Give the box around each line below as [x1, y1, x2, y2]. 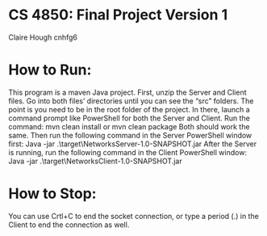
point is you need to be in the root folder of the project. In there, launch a [8, 104, 250, 114]
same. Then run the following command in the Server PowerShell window [8, 130, 252, 140]
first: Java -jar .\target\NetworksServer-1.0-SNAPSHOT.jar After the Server [8, 139, 257, 149]
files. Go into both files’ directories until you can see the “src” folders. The [8, 95, 254, 106]
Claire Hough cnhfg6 [8, 32, 78, 42]
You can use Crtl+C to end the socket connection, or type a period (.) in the [8, 211, 260, 221]
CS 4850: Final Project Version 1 [8, 6, 228, 24]
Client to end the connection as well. [8, 220, 130, 230]
